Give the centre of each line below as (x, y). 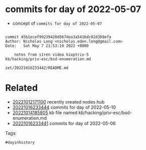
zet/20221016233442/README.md (37, 68)
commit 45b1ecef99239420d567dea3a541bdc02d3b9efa (58, 37)
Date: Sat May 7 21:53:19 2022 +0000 (47, 46)
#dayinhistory (20, 142)
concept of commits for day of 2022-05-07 (57, 23)
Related (21, 88)
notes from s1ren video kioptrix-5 (52, 55)
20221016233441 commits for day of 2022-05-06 (64, 123)
